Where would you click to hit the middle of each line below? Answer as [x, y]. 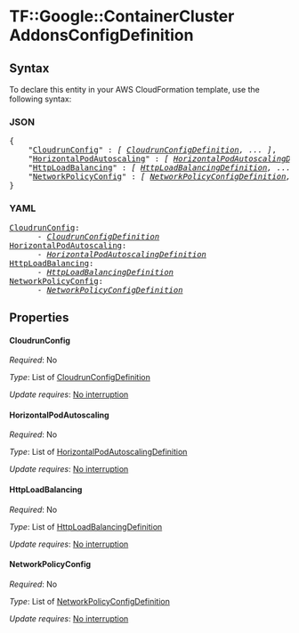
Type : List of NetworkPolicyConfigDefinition [90, 601]
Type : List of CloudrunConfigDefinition [80, 377]
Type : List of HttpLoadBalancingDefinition [86, 526]
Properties [39, 317]
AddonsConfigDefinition [101, 35]
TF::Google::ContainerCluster [122, 16]
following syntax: [40, 99]
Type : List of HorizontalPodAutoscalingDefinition [98, 452]
